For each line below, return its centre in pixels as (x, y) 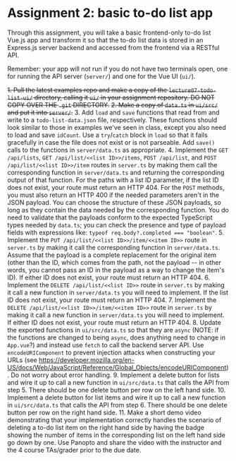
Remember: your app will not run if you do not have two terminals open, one (118, 68)
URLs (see (22, 360)
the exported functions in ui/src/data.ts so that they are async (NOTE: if (113, 330)
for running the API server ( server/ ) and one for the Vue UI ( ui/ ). (101, 76)
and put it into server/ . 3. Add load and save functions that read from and (113, 112)
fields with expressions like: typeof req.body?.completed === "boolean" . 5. (116, 232)
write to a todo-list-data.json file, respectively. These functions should (112, 120)
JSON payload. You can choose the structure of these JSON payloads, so (114, 202)
